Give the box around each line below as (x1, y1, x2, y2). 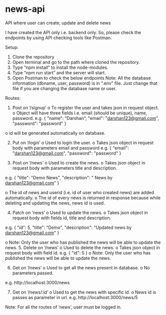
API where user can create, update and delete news (5, 20, 111, 26)
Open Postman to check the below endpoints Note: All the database (12, 75, 151, 81)
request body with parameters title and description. (12, 165, 117, 171)
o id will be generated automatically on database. (5, 130, 106, 136)
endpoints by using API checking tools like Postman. (5, 35, 112, 41)
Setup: (5, 44, 19, 50)
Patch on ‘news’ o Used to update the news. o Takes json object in (12, 210, 148, 215)
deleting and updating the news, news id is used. (5, 200, 105, 206)
